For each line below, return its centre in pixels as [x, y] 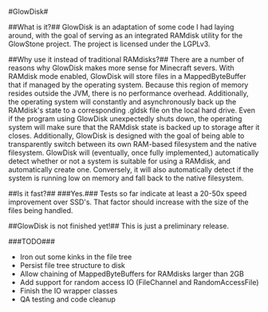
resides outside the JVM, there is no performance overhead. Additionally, [128, 93]
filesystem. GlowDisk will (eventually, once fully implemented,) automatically [134, 152]
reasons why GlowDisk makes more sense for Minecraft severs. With [121, 68]
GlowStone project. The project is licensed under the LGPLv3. [109, 44]
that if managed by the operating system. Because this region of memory [128, 85]
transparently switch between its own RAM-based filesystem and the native [132, 144]
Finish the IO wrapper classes [69, 291]
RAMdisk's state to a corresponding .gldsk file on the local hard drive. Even [132, 110]
